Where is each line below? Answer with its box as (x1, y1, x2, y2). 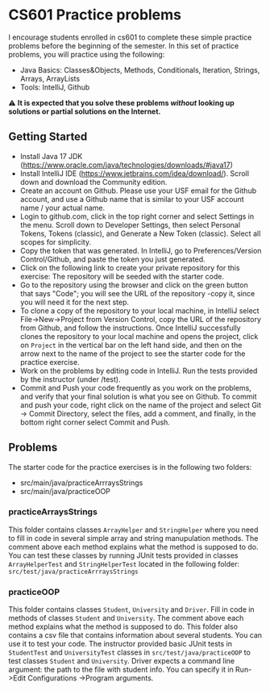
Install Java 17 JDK (19, 151, 83, 161)
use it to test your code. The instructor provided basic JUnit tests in (8, 639, 232, 649)
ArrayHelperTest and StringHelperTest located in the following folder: (8, 559, 240, 568)
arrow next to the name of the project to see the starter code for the (19, 349, 246, 358)
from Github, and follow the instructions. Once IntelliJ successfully (19, 323, 241, 333)
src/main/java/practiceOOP (19, 486, 111, 496)
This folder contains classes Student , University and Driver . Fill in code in (8, 605, 255, 614)
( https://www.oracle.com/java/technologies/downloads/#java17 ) (19, 160, 234, 170)
